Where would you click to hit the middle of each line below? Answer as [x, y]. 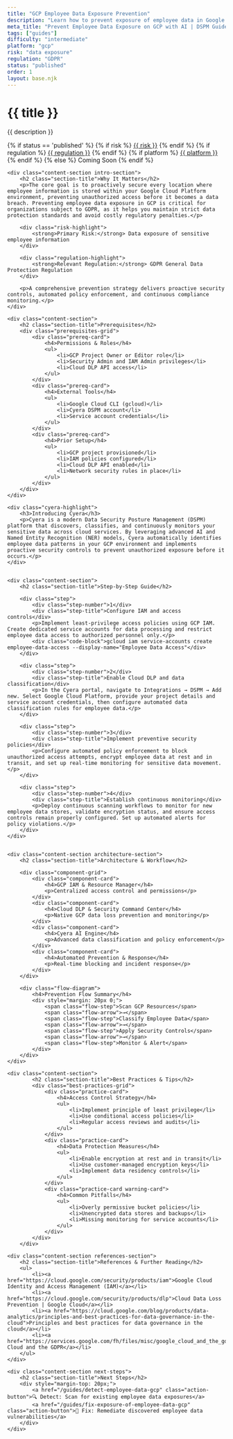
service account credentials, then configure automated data [97, 702]
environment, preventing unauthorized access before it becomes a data [113, 198]
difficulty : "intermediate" [48, 40]
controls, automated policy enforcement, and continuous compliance [108, 295]
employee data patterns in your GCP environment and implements [102, 544]
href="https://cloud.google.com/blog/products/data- [131, 1311]
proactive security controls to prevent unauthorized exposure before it [116, 550]
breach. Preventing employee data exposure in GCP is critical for [107, 203]
